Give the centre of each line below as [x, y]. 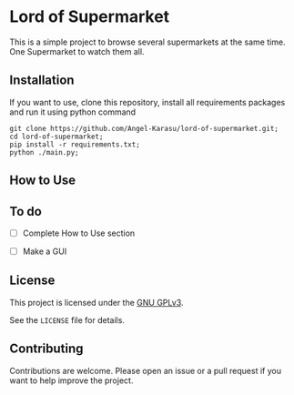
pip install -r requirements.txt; [75, 144]
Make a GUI [45, 251]
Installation [42, 81]
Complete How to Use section [79, 233]
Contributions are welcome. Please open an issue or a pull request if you [146, 370]
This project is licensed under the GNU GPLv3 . [96, 302]
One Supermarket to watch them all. [77, 51]
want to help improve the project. [71, 380]
